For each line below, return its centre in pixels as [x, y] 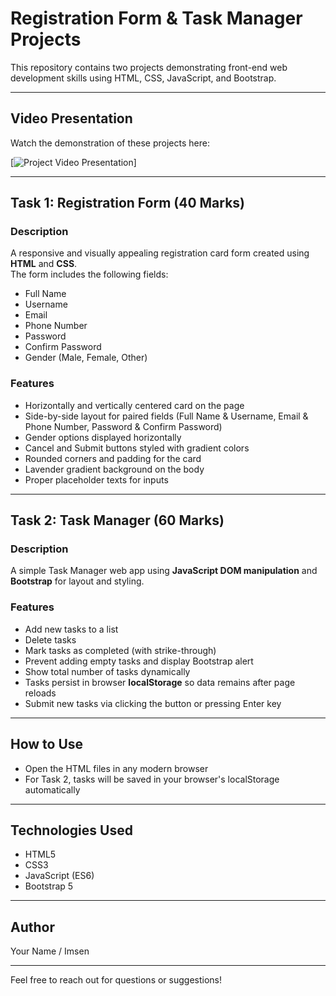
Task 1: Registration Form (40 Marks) [128, 203]
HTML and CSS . [44, 264]
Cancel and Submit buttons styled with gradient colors [137, 448]
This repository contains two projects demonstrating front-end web [149, 67]
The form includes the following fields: [89, 274]
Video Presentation [71, 118]
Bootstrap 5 [49, 886]
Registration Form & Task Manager [156, 18]
